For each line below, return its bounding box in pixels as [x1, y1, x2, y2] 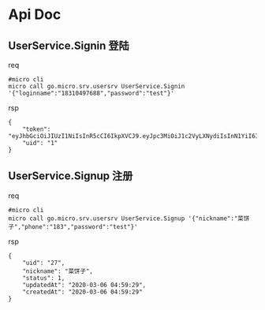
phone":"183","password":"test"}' [24, 222, 138, 230]
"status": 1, [22, 274, 65, 282]
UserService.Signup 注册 [8, 170, 133, 183]
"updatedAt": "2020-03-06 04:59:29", [22, 281, 147, 289]
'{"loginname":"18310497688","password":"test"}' [8, 89, 175, 97]
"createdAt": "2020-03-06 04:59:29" [22, 288, 144, 296]
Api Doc [8, 6, 62, 24]
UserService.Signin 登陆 [8, 39, 130, 52]
